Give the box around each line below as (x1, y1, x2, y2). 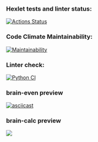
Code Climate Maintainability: (6, 33, 93, 41)
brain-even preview (6, 89, 63, 97)
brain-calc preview (6, 117, 62, 125)
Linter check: (6, 60, 45, 69)
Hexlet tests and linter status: (6, 5, 92, 13)
